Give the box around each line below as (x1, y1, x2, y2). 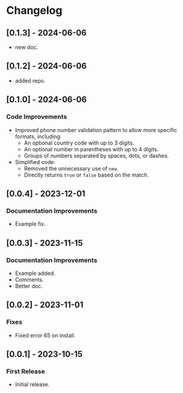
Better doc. (14, 282, 43, 289)
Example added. (14, 269, 55, 277)
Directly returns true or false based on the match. (23, 171, 149, 178)
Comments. (14, 275, 44, 283)
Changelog (6, 4, 63, 17)
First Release (6, 367, 45, 376)
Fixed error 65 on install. (14, 332, 76, 339)
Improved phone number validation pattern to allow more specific (14, 126, 178, 133)
